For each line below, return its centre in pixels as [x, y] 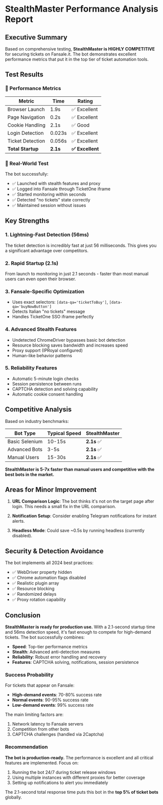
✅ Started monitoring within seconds [49, 194]
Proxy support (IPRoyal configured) [47, 350]
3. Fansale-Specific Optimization [45, 292]
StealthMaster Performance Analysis [82, 9]
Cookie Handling [27, 125]
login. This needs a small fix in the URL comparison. [64, 507]
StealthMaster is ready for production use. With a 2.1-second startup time [80, 627]
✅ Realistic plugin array [36, 583]
